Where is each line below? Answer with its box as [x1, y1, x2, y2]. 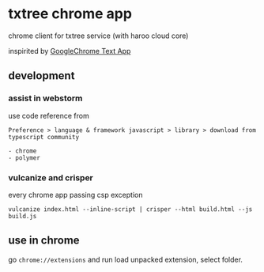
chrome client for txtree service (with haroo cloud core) [8, 31, 189, 40]
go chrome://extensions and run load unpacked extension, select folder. [8, 255, 243, 264]
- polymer [8, 153, 41, 162]
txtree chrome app [8, 5, 133, 23]
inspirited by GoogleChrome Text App [8, 46, 131, 55]
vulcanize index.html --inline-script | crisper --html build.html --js [8, 205, 253, 213]
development [8, 69, 75, 83]
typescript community [8, 133, 80, 141]
